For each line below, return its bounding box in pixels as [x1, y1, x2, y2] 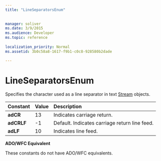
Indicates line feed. [53, 128, 98, 135]
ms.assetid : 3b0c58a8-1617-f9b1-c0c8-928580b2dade [5, 49, 112, 54]
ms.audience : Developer [5, 30, 55, 35]
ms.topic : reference [5, 35, 48, 40]
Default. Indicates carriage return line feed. [53, 120, 154, 127]
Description [53, 103, 82, 110]
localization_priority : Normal [5, 44, 70, 49]
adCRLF [7, 120, 27, 127]
